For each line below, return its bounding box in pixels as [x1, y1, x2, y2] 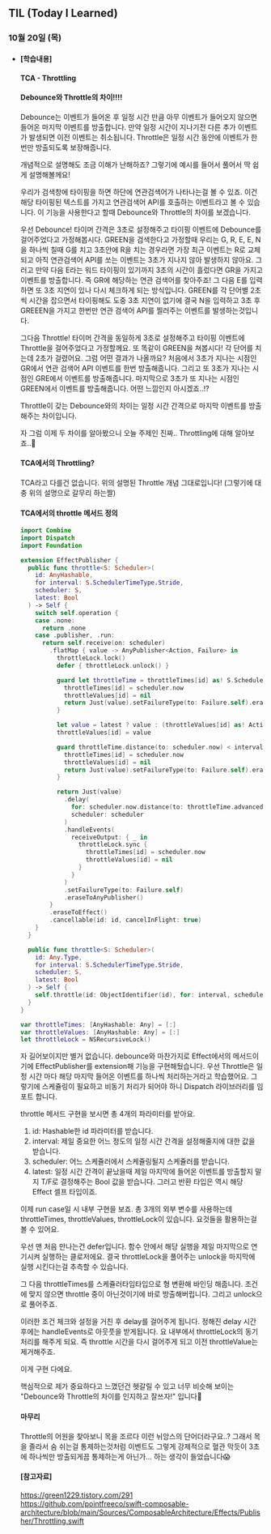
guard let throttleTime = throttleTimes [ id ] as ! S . [56, 676, 235, 684]
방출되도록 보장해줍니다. [35, 142, 112, 152]
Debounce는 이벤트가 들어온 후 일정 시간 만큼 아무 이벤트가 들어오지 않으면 [19, 112, 257, 122]
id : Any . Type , [35, 953, 83, 961]
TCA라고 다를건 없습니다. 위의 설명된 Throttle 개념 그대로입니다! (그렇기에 [19, 477, 253, 487]
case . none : [35, 616, 75, 625]
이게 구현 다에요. [19, 1365, 73, 1374]
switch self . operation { [35, 609, 119, 617]
